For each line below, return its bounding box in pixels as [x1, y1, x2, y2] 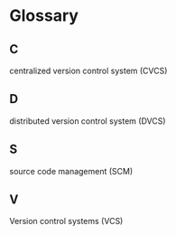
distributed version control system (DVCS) [9, 115, 166, 127]
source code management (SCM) [9, 165, 134, 176]
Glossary [9, 5, 79, 26]
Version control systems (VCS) [9, 216, 124, 227]
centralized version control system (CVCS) [9, 65, 168, 76]
